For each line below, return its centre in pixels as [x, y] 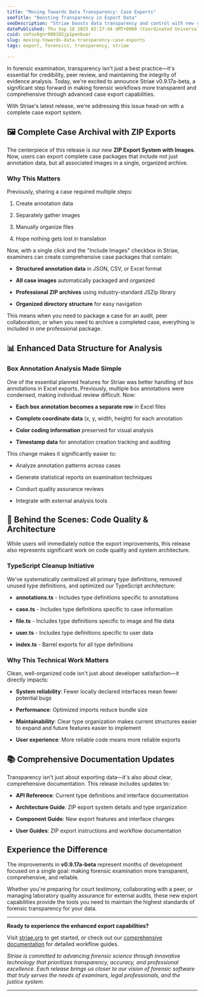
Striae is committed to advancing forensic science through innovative [94, 956]
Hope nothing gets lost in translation [61, 238]
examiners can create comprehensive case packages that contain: [90, 257]
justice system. [26, 981]
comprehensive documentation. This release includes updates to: [88, 783]
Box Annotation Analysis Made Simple [64, 369]
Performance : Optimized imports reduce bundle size [81, 710]
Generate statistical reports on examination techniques [84, 477]
